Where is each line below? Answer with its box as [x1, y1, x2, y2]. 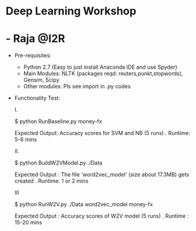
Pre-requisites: [14, 52, 52, 59]
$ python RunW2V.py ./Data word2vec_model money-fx [14, 201, 153, 208]
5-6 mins [14, 136, 37, 143]
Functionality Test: [14, 95, 61, 102]
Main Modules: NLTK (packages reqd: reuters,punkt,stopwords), [23, 70, 183, 77]
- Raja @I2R [5, 32, 66, 46]
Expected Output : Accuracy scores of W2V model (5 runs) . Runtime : [14, 212, 189, 220]
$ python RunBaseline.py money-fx [14, 118, 103, 125]
